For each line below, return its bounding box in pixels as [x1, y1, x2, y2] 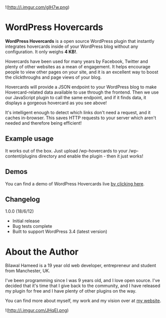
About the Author [5, 246, 79, 257]
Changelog [5, 195, 40, 203]
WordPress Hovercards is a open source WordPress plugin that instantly [5, 38, 155, 44]
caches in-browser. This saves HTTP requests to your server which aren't [5, 115, 157, 121]
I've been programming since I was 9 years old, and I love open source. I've [5, 278, 160, 284]
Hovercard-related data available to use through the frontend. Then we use [5, 89, 159, 95]
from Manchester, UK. [5, 268, 51, 274]
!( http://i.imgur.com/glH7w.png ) [5, 4, 70, 10]
